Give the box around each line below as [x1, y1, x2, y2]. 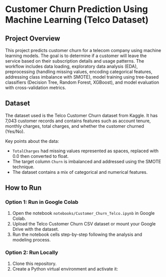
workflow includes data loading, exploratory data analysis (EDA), [5, 64, 138, 69]
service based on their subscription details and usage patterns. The [5, 58, 145, 64]
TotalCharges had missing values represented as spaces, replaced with [12, 148, 159, 154]
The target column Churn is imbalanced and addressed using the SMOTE [12, 158, 161, 164]
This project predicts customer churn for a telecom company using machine [5, 48, 162, 53]
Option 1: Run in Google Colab [5, 199, 79, 206]
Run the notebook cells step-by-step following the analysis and [12, 231, 143, 237]
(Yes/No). [5, 128, 25, 134]
